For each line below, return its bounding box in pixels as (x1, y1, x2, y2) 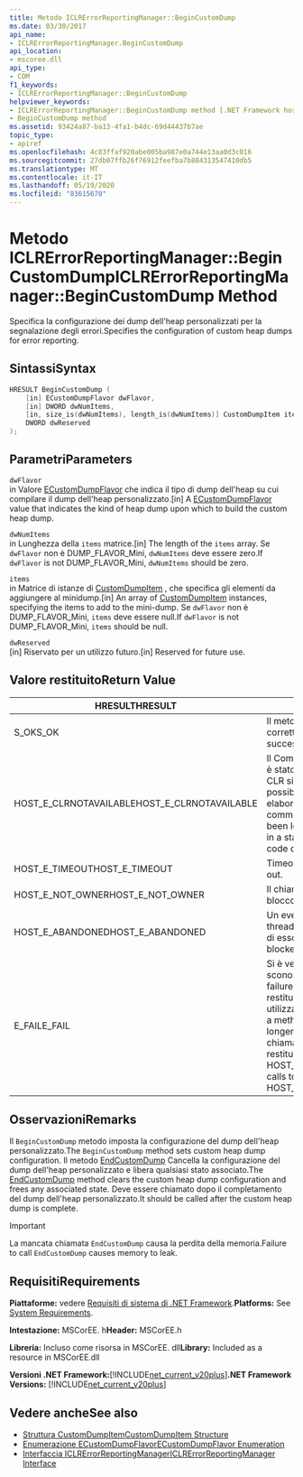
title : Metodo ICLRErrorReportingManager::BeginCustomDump (9, 13, 236, 23)
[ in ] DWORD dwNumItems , (25, 402, 115, 411)
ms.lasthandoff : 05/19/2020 (9, 181, 115, 190)
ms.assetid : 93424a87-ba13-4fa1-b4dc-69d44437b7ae (9, 123, 204, 132)
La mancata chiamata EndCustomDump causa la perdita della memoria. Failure (9, 1238, 287, 1249)
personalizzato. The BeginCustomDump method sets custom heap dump (9, 1146, 266, 1157)
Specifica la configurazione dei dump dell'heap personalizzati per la (9, 315, 262, 326)
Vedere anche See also (9, 1405, 138, 1420)
